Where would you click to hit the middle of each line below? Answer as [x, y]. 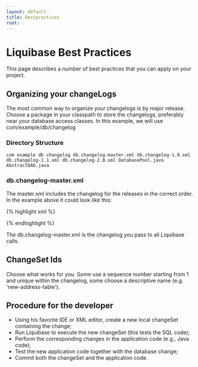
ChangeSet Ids [34, 260]
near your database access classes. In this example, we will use [85, 121]
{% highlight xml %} [31, 211]
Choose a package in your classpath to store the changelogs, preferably [95, 115]
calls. [13, 241]
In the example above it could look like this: [59, 200]
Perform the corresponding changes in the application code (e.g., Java [102, 339]
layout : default [26, 12]
